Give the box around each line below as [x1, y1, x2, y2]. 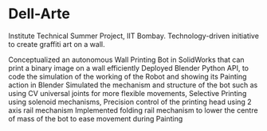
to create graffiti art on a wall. [8, 39, 105, 48]
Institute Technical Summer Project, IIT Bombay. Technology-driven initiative [8, 31, 259, 40]
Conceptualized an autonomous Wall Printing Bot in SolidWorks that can [8, 55, 245, 64]
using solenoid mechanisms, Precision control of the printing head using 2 [8, 97, 253, 106]
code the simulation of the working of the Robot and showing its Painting [8, 71, 247, 81]
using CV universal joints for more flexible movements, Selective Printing [8, 88, 247, 98]
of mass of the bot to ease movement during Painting [8, 114, 183, 123]
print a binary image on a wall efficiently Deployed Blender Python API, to [8, 63, 249, 72]
